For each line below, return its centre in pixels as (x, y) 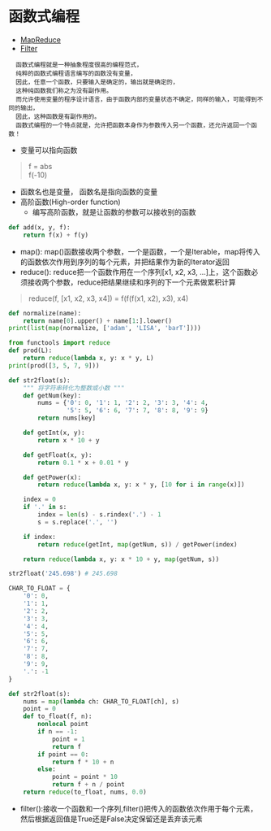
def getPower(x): (52, 477)
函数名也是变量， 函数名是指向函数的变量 (89, 191)
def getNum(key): (52, 395)
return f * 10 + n (83, 762)
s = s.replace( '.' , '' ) (77, 522)
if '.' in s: (45, 507)
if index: (40, 537)
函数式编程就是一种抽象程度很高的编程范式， (80, 65)
